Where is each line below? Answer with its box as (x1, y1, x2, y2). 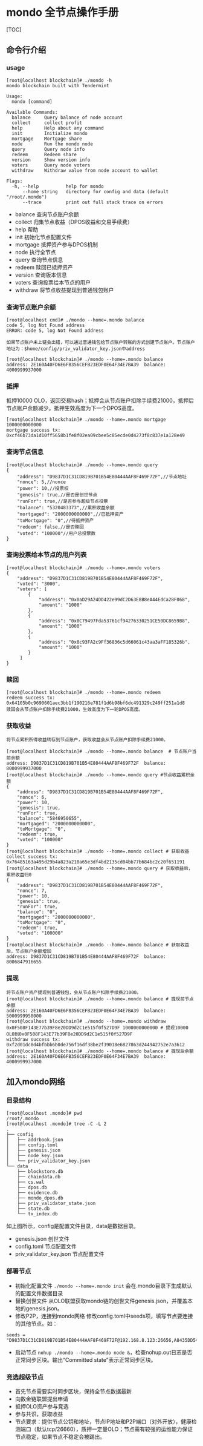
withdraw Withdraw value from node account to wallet (11, 167, 158, 173)
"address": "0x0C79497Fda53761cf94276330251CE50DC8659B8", (38, 618, 190, 624)
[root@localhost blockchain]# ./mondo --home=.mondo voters (6, 564, 161, 571)
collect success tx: (6, 854, 59, 860)
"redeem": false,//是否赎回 (17, 524, 85, 530)
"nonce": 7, (17, 888, 47, 894)
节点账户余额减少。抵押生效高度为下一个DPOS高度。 (6, 404, 138, 412)
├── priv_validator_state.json (17, 1200, 96, 1207)
